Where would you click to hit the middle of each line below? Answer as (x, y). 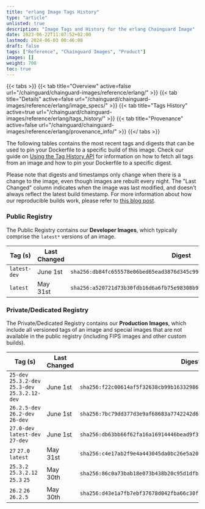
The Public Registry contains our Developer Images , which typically (92, 230)
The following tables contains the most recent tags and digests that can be (100, 144)
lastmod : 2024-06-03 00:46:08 (45, 40)
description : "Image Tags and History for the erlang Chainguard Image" (101, 29)
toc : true (19, 69)
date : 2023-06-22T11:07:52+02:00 (49, 35)
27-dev (19, 440)
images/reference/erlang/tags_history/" (56, 119)
